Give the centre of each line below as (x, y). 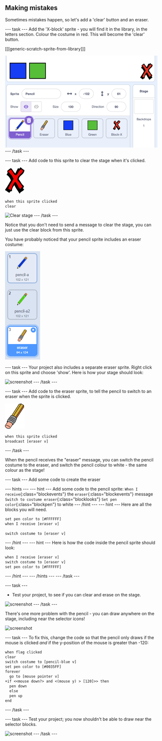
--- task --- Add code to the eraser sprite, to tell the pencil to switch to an (78, 391)
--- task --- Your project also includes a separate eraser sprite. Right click (79, 367)
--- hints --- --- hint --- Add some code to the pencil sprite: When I (71, 489)
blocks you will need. (26, 510)
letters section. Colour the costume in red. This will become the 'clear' (75, 34)
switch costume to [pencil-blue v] (41, 662)
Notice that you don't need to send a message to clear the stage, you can (78, 225)
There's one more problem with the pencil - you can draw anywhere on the (80, 613)
